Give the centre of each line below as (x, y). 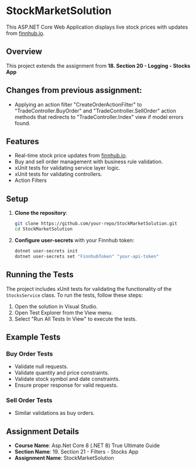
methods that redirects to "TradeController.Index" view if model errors (99, 117)
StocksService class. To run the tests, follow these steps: (75, 295)
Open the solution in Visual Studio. (56, 306)
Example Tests (33, 337)
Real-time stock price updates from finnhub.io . (71, 156)
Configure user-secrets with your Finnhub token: (74, 240)
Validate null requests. (41, 366)
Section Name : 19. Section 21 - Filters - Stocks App (76, 452)
